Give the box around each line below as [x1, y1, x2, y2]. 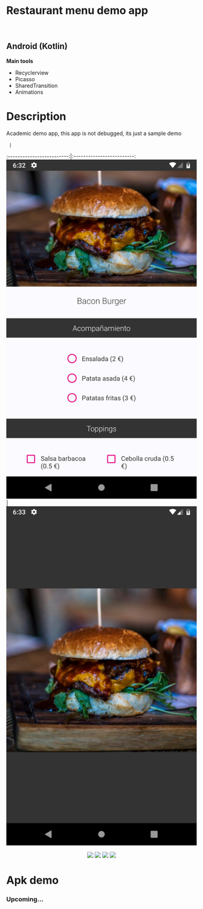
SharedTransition [14, 82, 58, 89]
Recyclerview [14, 69, 49, 76]
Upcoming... [6, 894, 44, 903]
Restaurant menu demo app [6, 4, 149, 18]
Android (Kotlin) [6, 41, 68, 51]
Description [6, 110, 66, 123]
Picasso [14, 75, 35, 82]
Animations [14, 88, 43, 96]
